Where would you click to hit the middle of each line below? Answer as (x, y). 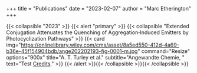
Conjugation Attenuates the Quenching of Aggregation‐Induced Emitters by (97, 32)
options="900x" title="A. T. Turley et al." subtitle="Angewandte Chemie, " (95, 57)
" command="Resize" (164, 51)
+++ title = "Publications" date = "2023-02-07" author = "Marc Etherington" (99, 9)
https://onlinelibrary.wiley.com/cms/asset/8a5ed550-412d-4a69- (100, 45)
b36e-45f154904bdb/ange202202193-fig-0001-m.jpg (72, 51)
